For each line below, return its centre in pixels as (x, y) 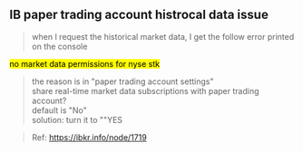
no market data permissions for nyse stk (85, 63)
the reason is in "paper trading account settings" (122, 81)
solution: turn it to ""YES (77, 119)
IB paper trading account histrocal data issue (139, 15)
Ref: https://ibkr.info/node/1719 (89, 137)
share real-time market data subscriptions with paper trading (146, 90)
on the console (59, 46)
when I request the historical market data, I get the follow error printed (163, 36)
